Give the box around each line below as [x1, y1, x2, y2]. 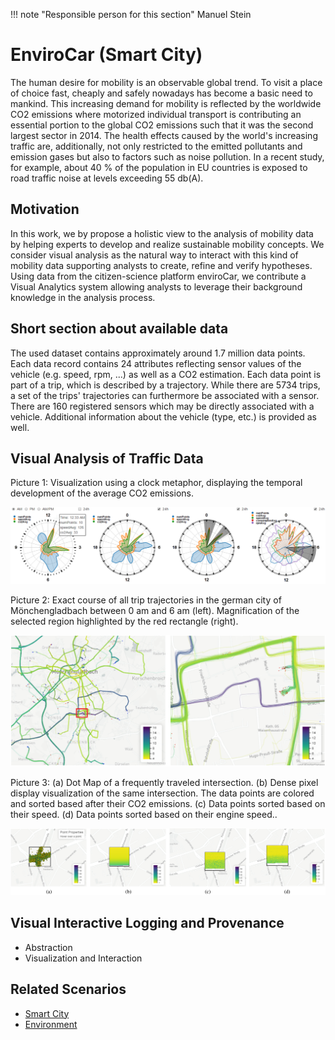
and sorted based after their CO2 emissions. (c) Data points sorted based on [10, 798, 326, 810]
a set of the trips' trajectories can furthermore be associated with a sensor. [10, 389, 320, 401]
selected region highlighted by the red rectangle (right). [10, 615, 239, 627]
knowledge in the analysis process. [10, 291, 156, 303]
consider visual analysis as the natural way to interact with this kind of [10, 249, 299, 261]
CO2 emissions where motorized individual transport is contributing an [10, 108, 302, 120]
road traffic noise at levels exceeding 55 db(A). [10, 172, 204, 184]
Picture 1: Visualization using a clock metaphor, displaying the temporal [10, 477, 303, 489]
